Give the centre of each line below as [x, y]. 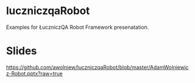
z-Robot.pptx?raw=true [34, 73]
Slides [21, 51]
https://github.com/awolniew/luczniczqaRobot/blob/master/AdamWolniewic [97, 67]
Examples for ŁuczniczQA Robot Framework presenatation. [78, 27]
